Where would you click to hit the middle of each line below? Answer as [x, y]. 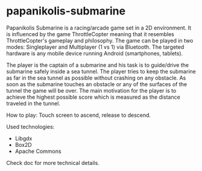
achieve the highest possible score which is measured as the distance [93, 97]
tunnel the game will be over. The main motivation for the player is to [91, 90]
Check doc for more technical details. [53, 163]
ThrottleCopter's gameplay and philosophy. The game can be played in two [100, 40]
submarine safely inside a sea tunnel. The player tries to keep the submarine [101, 71]
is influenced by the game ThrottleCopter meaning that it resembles [90, 34]
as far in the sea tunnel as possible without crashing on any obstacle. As [96, 78]
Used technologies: [30, 126]
